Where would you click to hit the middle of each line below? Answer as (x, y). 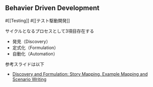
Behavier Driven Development (52, 8)
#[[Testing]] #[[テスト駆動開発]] (38, 20)
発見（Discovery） (31, 41)
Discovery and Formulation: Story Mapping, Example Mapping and (80, 74)
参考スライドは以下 (25, 64)
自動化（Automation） (35, 54)
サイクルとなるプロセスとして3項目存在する (50, 31)
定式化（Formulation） (35, 47)
